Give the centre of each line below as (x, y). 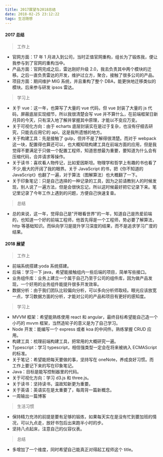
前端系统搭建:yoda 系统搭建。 (42, 266)
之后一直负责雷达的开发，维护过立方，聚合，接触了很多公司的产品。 (89, 75)
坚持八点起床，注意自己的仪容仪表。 (48, 429)
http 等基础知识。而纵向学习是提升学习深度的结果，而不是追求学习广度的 (85, 226)
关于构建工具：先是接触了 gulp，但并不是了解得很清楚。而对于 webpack (84, 138)
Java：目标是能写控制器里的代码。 (47, 371)
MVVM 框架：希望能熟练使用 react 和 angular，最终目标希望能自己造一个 (85, 317)
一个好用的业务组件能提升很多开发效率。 (61, 284)
